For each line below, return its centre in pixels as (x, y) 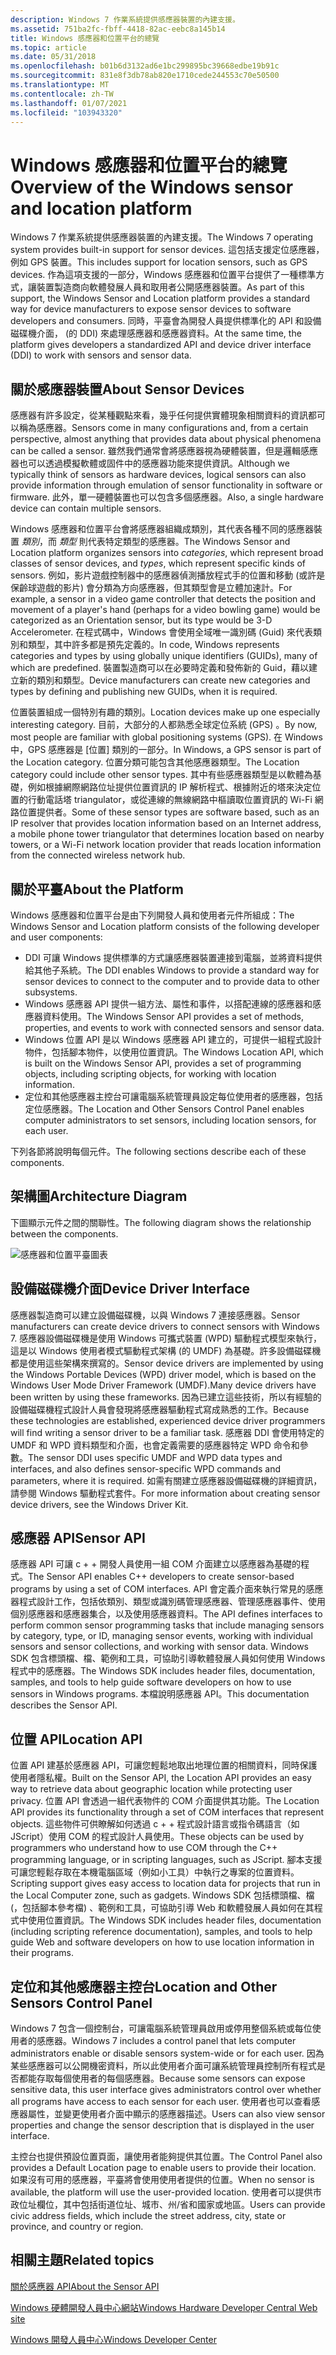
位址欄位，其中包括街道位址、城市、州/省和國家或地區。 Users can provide (172, 2204)
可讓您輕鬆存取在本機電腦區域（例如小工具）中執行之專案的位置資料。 (155, 1872)
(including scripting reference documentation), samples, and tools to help (161, 1932)
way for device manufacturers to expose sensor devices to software (151, 309)
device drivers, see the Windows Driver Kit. (99, 1504)
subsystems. (51, 992)
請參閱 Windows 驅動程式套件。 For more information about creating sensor (165, 1493)
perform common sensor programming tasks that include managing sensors (167, 1625)
